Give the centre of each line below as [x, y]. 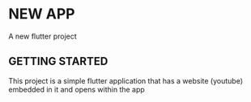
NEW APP [42, 14]
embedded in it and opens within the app [77, 89]
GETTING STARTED [58, 61]
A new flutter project [43, 36]
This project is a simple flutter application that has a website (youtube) [126, 80]
